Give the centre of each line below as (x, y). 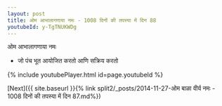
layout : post (26, 14)
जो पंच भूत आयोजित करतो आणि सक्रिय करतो (68, 61)
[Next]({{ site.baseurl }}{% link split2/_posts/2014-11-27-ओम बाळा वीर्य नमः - (111, 88)
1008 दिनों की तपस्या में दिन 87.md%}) (54, 96)
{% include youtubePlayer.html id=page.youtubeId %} (85, 75)
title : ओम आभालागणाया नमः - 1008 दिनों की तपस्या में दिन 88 (82, 20)
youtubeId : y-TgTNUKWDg (42, 27)
